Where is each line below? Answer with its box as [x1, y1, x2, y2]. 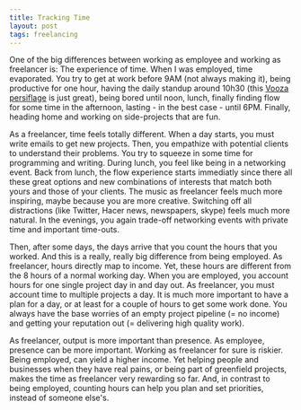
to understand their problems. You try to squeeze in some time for [9, 148, 253, 159]
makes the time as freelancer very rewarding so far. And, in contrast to [9, 373, 271, 384]
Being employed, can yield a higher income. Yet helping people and [9, 354, 259, 365]
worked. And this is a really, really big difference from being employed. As [9, 251, 283, 262]
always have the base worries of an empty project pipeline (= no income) [9, 309, 280, 319]
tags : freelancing [9, 30, 78, 39]
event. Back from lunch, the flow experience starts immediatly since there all [9, 167, 293, 178]
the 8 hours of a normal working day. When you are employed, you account [9, 270, 289, 281]
